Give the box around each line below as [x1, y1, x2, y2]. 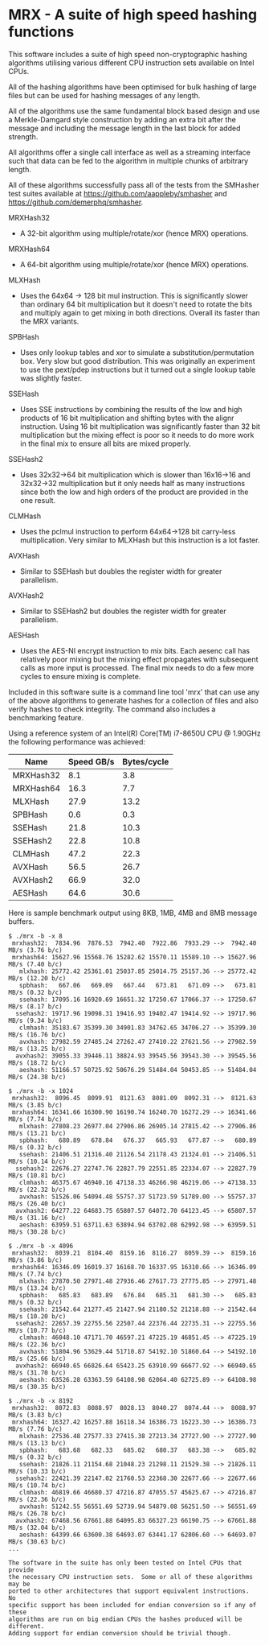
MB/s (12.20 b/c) [8, 974, 67, 983]
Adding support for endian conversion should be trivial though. [8, 1629, 231, 1637]
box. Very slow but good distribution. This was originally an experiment [19, 356, 255, 365]
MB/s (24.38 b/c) [8, 1073, 67, 1081]
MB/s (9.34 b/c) [8, 1016, 63, 1025]
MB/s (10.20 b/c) [8, 1312, 67, 1321]
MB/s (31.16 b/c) [8, 1214, 67, 1222]
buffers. [8, 916, 35, 926]
